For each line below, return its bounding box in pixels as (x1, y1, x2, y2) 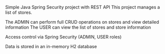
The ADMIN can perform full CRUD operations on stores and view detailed (5, 19, 159, 25)
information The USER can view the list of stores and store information (5, 24, 151, 30)
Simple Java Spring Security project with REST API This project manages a (5, 4, 160, 10)
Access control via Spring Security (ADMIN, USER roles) (5, 34, 122, 40)
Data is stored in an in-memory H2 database (5, 44, 97, 49)
